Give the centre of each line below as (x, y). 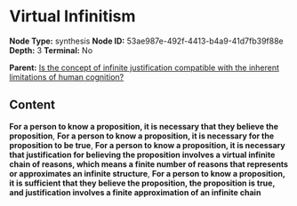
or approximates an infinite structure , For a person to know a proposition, (148, 173)
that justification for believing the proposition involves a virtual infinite (142, 154)
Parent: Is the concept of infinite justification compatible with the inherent (144, 67)
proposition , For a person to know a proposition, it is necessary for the (141, 136)
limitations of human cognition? (67, 76)
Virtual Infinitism (72, 16)
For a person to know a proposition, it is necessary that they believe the (144, 126)
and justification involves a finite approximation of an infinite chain (135, 192)
